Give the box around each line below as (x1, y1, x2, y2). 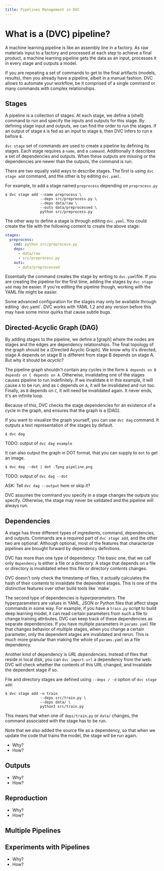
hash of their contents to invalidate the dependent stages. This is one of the (5, 580, 158, 586)
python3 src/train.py (40, 704, 84, 709)
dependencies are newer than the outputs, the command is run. (5, 158, 133, 164)
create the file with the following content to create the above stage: (5, 223, 140, 229)
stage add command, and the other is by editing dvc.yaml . (5, 173, 121, 179)
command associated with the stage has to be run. (5, 718, 107, 724)
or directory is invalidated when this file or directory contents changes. (5, 565, 147, 571)
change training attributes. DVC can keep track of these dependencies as (5, 616, 153, 621)
